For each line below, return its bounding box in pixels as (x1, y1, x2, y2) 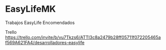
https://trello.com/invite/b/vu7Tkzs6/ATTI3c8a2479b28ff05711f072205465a (5, 34, 161, 40)
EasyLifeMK (5, 3, 56, 15)
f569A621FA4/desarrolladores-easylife (5, 39, 84, 45)
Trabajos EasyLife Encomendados (5, 20, 75, 25)
